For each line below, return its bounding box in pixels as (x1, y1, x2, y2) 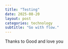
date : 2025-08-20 (5, 12, 40, 16)
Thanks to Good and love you (5, 38, 64, 44)
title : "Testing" (5, 7, 40, 12)
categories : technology (5, 20, 53, 26)
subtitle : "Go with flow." (5, 25, 59, 30)
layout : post (5, 16, 31, 21)
